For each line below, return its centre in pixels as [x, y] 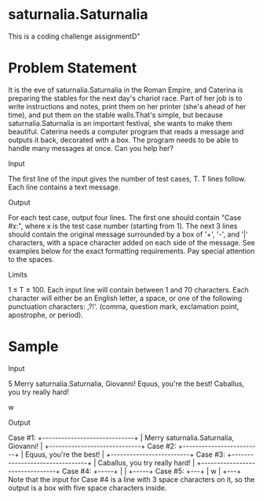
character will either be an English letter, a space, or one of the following [125, 298]
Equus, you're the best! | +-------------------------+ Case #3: [125, 454]
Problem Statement [73, 68]
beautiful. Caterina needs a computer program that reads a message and [126, 131]
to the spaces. [31, 259]
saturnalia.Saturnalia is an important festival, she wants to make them [121, 123]
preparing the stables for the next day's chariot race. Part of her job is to [125, 98]
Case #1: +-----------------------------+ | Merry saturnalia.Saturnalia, [121, 437]
